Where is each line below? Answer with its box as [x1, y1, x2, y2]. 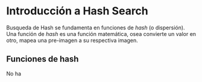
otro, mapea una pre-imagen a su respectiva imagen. [6, 37, 139, 44]
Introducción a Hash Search [6, 4, 149, 18]
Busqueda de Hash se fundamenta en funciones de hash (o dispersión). [6, 24, 185, 31]
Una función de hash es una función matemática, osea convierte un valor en [6, 30, 197, 37]
